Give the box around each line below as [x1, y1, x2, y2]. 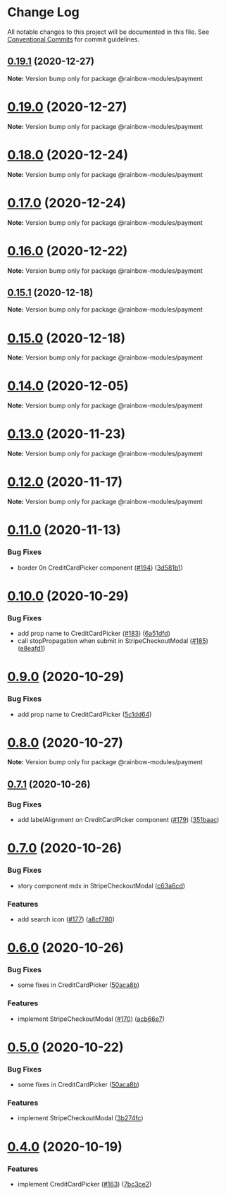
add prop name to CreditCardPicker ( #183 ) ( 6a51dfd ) [17, 629, 170, 638]
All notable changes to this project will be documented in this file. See [7, 27, 210, 36]
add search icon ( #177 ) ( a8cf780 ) [17, 914, 115, 924]
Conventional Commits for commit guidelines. [7, 35, 139, 43]
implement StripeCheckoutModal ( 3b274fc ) [17, 1114, 144, 1122]
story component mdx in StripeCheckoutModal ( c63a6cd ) [17, 881, 185, 890]
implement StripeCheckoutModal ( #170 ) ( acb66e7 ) [17, 1015, 165, 1023]
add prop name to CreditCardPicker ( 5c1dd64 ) [17, 710, 152, 718]
